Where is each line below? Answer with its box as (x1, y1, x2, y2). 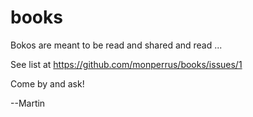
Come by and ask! (10, 77, 85, 90)
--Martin (10, 97, 46, 109)
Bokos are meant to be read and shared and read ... (10, 39, 223, 51)
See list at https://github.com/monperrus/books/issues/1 (10, 58, 243, 70)
